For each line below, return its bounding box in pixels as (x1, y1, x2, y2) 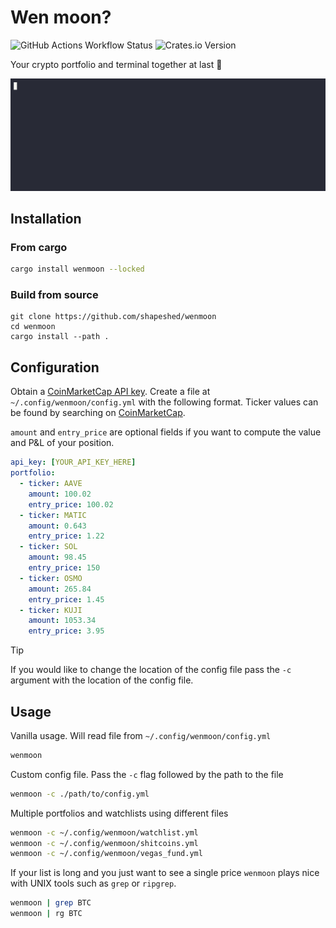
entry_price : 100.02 (28, 499, 114, 510)
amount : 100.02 (28, 489, 92, 499)
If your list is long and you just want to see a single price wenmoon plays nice (10, 867, 320, 879)
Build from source (10, 288, 99, 302)
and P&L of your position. (10, 437, 115, 449)
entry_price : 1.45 (28, 594, 105, 605)
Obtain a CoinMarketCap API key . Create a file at (10, 386, 211, 398)
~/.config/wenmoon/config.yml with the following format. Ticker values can (10, 396, 319, 408)
